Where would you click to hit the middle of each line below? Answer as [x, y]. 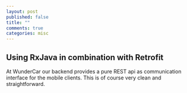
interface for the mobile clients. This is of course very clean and [84, 78]
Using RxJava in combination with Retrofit [85, 57]
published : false [27, 17]
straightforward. [26, 84]
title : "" [18, 22]
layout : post [22, 11]
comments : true [25, 28]
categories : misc [27, 34]
